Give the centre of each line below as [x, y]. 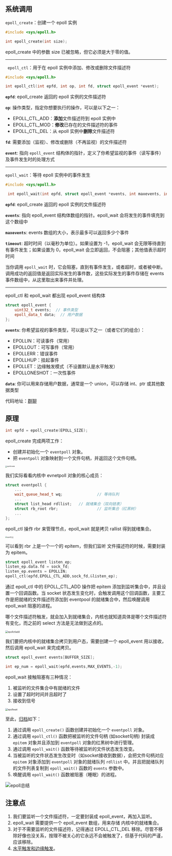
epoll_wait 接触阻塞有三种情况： [39, 677]
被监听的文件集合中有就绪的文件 [46, 688]
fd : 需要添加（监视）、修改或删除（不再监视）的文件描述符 [66, 142]
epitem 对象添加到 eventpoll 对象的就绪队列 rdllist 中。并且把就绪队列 [88, 761]
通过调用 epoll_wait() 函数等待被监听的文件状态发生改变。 [75, 749]
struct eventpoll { [26, 485]
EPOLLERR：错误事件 [35, 353]
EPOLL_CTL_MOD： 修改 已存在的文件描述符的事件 [65, 125]
